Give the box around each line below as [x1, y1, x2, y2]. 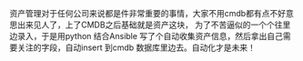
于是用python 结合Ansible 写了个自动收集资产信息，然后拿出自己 [40, 31, 284, 41]
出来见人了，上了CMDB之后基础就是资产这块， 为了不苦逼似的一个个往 [16, 19, 284, 30]
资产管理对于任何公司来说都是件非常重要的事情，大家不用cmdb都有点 [9, 8, 270, 18]
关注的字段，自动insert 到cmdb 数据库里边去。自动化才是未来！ [16, 42, 257, 53]
